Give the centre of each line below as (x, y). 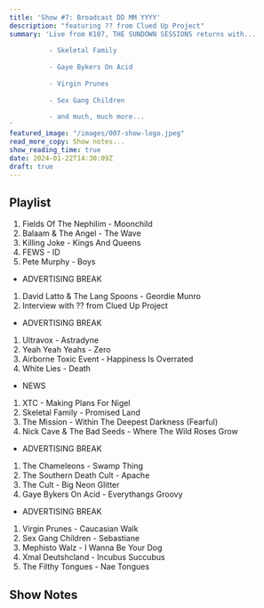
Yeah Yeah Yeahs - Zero (66, 350)
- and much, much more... (96, 117)
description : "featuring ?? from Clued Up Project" (107, 26)
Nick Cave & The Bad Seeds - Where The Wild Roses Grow (130, 432)
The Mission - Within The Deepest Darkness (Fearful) (120, 422)
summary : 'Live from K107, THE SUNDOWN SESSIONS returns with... (132, 34)
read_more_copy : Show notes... (67, 142)
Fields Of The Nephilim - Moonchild (87, 224)
